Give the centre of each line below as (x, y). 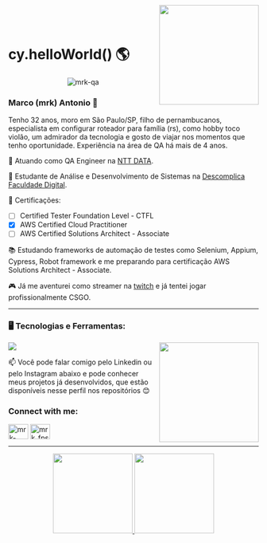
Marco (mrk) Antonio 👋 (53, 102)
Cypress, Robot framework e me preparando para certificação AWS (119, 262)
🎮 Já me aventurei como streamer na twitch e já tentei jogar (107, 286)
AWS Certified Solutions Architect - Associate (95, 234)
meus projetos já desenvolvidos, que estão (78, 382)
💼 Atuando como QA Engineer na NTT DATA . (81, 161)
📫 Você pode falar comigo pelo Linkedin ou (80, 362)
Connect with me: (43, 411)
